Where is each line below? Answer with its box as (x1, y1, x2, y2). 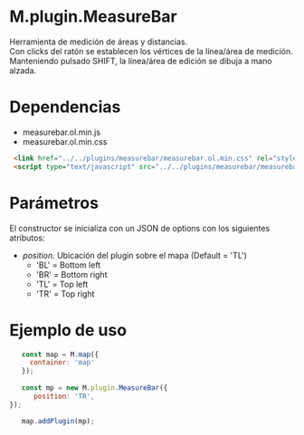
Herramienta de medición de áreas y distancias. (9, 36, 188, 47)
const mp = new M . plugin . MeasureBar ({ (21, 383, 168, 392)
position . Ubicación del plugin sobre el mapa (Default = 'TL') (22, 250, 247, 260)
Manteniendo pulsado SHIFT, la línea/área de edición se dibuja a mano (9, 55, 273, 66)
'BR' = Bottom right (35, 269, 108, 279)
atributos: (9, 232, 45, 243)
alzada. (9, 65, 37, 76)
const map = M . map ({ (21, 350, 100, 359)
